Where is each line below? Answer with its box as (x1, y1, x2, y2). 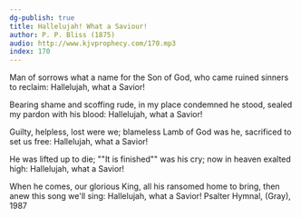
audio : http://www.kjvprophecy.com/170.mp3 (9, 38, 177, 48)
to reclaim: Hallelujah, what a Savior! (9, 82, 145, 93)
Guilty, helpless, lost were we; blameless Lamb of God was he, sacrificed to (9, 126, 292, 137)
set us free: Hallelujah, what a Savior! (9, 136, 149, 147)
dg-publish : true (9, 13, 75, 23)
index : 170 (9, 47, 51, 56)
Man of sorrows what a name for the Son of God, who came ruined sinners (9, 72, 289, 83)
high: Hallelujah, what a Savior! (9, 163, 125, 174)
